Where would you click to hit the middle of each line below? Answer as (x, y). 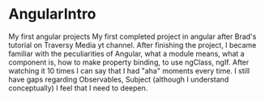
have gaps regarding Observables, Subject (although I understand (119, 79)
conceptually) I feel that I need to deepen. (78, 88)
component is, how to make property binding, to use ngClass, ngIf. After (129, 62)
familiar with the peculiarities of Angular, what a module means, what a (126, 53)
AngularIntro (52, 14)
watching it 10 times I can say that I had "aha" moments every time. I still (129, 70)
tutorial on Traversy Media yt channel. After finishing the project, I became (132, 44)
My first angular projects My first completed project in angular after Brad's (132, 36)
